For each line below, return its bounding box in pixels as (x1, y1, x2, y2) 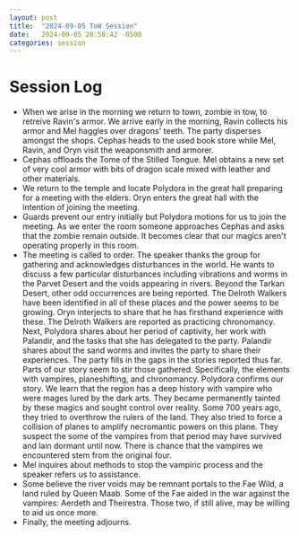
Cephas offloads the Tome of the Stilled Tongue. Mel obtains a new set (21, 154, 285, 165)
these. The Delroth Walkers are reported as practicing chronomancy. (21, 316, 276, 328)
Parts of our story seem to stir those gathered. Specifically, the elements (21, 365, 290, 375)
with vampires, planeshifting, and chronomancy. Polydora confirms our (21, 373, 284, 384)
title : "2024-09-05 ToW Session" (9, 22, 139, 31)
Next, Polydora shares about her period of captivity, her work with (21, 326, 267, 337)
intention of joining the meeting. (21, 202, 141, 213)
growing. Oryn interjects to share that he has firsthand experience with (21, 307, 284, 318)
